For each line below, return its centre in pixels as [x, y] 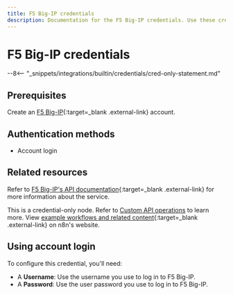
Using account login [51, 247]
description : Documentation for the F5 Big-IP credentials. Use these [111, 20]
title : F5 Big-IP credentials [51, 14]
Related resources [48, 172]
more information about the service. [58, 196]
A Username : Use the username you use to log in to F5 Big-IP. [106, 277]
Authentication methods [61, 134]
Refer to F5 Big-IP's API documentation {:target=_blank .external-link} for [111, 189]
